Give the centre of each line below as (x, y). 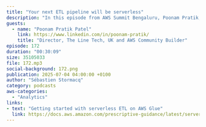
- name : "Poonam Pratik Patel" (52, 29)
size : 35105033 (26, 57)
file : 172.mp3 (25, 63)
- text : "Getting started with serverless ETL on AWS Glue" (85, 108)
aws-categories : (27, 92)
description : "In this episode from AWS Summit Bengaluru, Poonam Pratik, (104, 18)
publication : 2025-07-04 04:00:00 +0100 (59, 74)
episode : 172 (23, 46)
